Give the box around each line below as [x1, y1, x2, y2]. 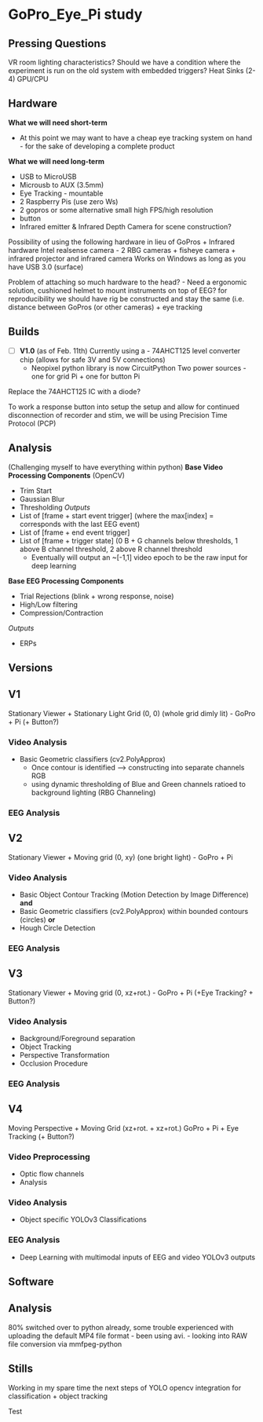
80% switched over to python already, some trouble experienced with [8, 1322, 234, 1332]
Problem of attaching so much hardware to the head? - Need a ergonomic [8, 277, 247, 287]
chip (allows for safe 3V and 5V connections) [19, 355, 166, 364]
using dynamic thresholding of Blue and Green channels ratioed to [31, 780, 246, 788]
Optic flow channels [19, 1169, 85, 1179]
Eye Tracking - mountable [19, 188, 104, 198]
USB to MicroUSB [19, 171, 77, 181]
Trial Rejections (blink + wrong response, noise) [19, 591, 174, 601]
